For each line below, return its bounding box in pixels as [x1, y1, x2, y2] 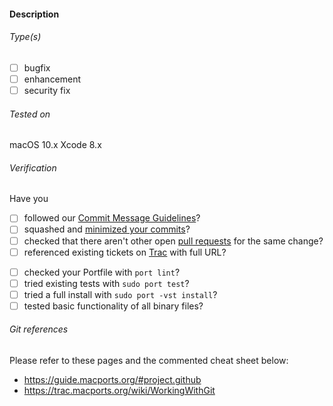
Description [9, 8, 60, 20]
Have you [9, 193, 49, 205]
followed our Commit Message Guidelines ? [23, 212, 201, 224]
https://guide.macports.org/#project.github [23, 374, 202, 386]
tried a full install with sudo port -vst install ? [23, 288, 218, 300]
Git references [9, 323, 69, 335]
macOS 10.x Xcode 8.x [9, 139, 102, 151]
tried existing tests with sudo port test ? [23, 277, 190, 289]
